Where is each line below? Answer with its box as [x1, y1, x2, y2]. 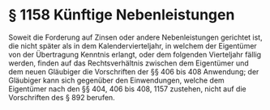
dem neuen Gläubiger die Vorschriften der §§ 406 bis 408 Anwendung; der [8, 66, 259, 76]
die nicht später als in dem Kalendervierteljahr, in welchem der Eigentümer [8, 40, 257, 50]
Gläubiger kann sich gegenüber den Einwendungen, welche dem [8, 75, 225, 85]
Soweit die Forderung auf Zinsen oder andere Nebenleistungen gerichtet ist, [8, 32, 263, 42]
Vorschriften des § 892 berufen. [8, 92, 115, 102]
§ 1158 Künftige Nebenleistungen [8, 6, 235, 24]
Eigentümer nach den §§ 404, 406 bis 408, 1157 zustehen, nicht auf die [8, 83, 246, 94]
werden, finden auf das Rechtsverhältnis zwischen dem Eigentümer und [8, 58, 249, 68]
